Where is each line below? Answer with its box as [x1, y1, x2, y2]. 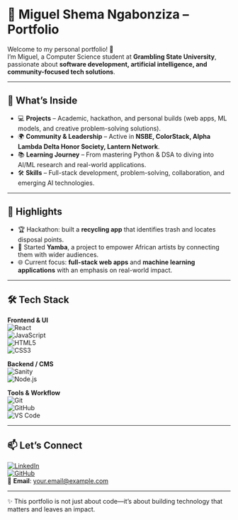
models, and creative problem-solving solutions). [17, 124, 161, 132]
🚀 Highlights [7, 205, 62, 218]
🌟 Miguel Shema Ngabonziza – [7, 6, 189, 23]
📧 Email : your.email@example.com [7, 477, 108, 485]
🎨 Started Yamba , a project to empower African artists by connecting [17, 242, 220, 251]
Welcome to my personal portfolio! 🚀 [7, 45, 114, 53]
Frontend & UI [7, 316, 48, 324]
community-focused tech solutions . [7, 67, 115, 76]
